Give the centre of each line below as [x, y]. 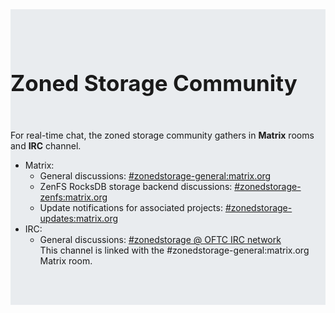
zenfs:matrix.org [73, 197]
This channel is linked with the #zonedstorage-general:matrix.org [174, 250]
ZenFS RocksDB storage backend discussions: [136, 187]
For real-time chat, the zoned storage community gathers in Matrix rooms [162, 135]
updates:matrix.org [79, 219]
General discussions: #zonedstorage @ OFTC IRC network [160, 240]
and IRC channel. [46, 146]
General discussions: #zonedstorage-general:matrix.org [155, 176]
